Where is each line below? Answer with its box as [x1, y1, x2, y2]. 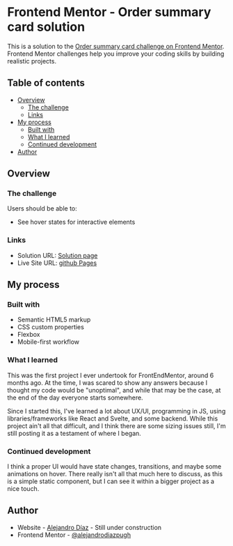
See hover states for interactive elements [17, 218, 136, 227]
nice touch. [7, 485, 40, 493]
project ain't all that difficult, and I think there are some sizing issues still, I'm [7, 421, 226, 430]
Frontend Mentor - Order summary [7, 4, 211, 20]
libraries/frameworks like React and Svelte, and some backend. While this [7, 414, 218, 423]
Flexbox [17, 331, 40, 339]
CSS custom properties [17, 323, 85, 331]
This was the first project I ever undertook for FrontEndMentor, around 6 [7, 371, 214, 379]
